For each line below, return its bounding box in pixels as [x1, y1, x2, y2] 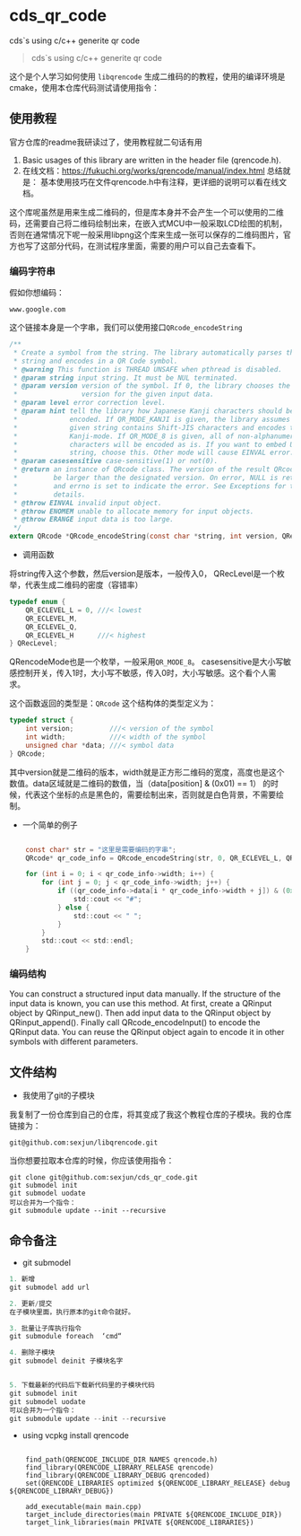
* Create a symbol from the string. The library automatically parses [13, 347, 282, 357]
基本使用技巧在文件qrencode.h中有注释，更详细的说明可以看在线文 [39, 176, 288, 187]
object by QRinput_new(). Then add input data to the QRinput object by [9, 1007, 271, 1019]
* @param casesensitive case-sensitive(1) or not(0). [13, 457, 219, 466]
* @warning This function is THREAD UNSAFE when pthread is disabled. [13, 364, 282, 373]
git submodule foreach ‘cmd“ [9, 1332, 123, 1341]
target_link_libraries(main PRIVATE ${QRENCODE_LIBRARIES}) [25, 1518, 254, 1527]
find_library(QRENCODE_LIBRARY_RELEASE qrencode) [25, 1463, 215, 1472]
